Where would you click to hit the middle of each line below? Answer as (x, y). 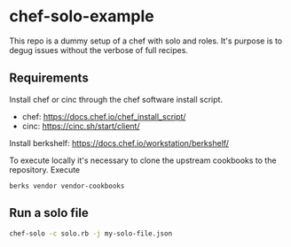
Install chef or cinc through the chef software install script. (116, 99)
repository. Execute (45, 169)
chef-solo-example (82, 16)
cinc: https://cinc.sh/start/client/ (81, 126)
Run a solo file (49, 213)
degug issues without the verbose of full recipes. (99, 50)
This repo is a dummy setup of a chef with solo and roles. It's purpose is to (145, 41)
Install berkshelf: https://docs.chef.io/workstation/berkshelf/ (119, 143)
